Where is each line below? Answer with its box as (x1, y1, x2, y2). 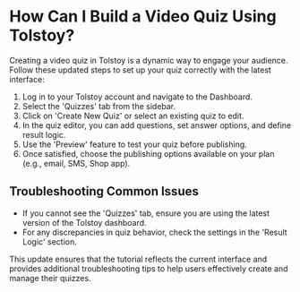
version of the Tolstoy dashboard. (21, 217, 147, 228)
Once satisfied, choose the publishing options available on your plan (21, 148, 275, 159)
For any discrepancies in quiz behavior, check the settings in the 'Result (21, 227, 288, 237)
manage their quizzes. (9, 272, 91, 283)
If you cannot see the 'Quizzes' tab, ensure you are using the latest (21, 208, 270, 219)
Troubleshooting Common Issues (9, 184, 199, 199)
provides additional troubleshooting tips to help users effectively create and (9, 262, 288, 274)
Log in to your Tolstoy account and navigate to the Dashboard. (21, 91, 253, 102)
